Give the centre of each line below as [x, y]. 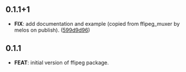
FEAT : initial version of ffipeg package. [61, 62]
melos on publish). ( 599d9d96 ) [52, 30]
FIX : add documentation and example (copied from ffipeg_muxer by [97, 23]
